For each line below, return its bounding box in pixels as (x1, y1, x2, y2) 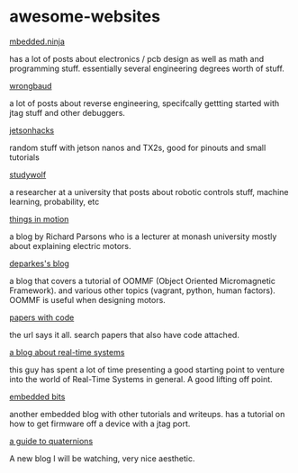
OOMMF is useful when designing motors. (9, 294, 167, 305)
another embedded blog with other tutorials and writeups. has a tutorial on (9, 408, 285, 419)
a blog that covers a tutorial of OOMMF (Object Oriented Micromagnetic (9, 275, 276, 286)
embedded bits (9, 391, 66, 402)
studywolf (9, 169, 47, 180)
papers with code (9, 312, 75, 323)
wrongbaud (9, 80, 52, 91)
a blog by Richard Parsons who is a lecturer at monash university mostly (9, 231, 277, 242)
